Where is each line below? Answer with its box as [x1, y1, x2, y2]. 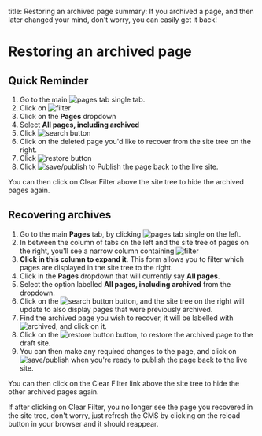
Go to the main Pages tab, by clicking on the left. [19, 229, 242, 239]
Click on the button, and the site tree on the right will [19, 296, 245, 306]
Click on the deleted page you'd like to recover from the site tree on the [19, 137, 252, 146]
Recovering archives [8, 208, 112, 222]
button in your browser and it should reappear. [8, 419, 159, 428]
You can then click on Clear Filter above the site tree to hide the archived [8, 177, 244, 186]
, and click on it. [55, 321, 108, 330]
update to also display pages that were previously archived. [19, 304, 213, 314]
